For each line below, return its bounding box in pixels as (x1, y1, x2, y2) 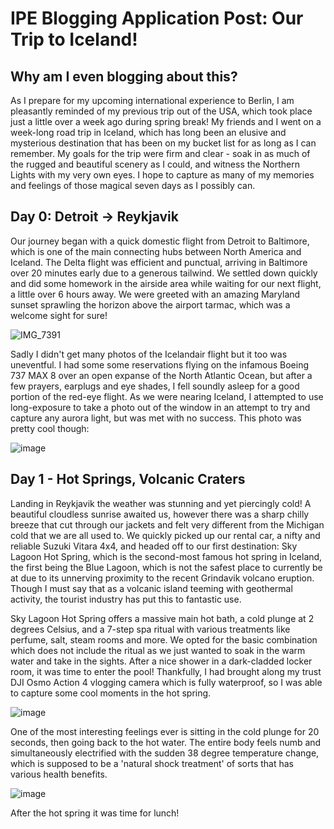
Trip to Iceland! (10, 28, 138, 51)
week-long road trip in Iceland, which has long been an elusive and (10, 127, 287, 138)
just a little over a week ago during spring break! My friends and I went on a (10, 116, 322, 127)
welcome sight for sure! (10, 309, 108, 321)
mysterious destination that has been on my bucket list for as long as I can (10, 137, 317, 149)
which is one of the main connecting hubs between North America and (10, 245, 302, 257)
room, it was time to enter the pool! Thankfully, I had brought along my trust (10, 665, 322, 677)
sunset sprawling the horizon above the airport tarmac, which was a (10, 298, 291, 311)
